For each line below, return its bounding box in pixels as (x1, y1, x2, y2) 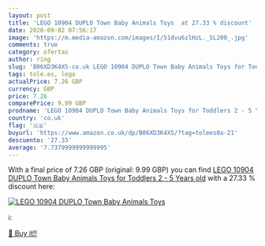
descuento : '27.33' (8, 136, 73, 144)
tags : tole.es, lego (8, 70, 77, 78)
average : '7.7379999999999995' (8, 143, 111, 151)
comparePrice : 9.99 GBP (8, 99, 87, 107)
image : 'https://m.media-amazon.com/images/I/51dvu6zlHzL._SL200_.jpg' (8, 33, 248, 42)
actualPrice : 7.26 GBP (8, 77, 83, 85)
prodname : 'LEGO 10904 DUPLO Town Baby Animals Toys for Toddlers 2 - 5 (8, 107, 252, 115)
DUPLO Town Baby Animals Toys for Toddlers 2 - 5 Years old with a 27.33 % (8, 173, 256, 183)
